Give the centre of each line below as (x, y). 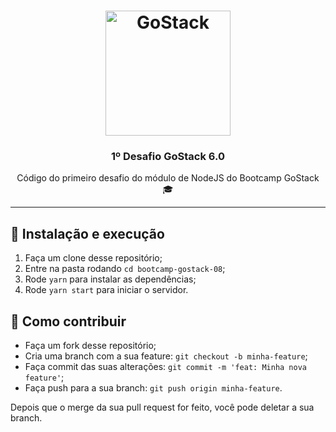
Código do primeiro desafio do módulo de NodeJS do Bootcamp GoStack (168, 178)
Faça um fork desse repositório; (90, 346)
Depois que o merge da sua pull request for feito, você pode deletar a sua (162, 407)
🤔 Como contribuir (68, 321)
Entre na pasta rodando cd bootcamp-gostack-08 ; (125, 269)
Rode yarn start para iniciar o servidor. (106, 290)
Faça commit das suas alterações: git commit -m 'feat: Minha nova (165, 367)
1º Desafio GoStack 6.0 (168, 157)
